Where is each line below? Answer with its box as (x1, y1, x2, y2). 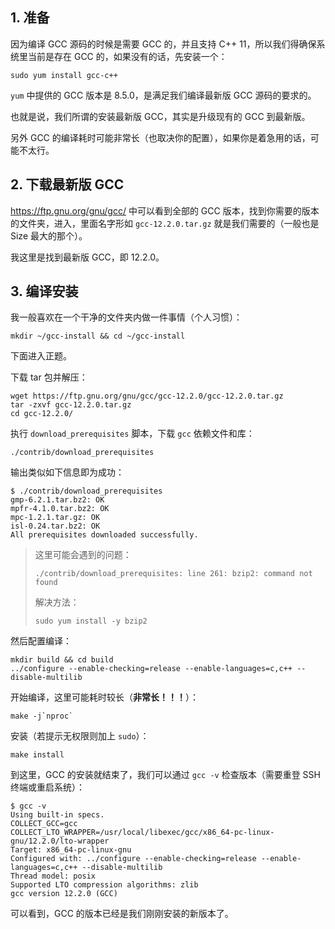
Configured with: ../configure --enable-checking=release (10, 854, 257, 864)
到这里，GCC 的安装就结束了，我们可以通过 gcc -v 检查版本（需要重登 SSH (10, 769, 321, 781)
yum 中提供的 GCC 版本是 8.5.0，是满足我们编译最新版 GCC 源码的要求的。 (10, 89, 317, 101)
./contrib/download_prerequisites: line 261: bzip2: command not (34, 569, 313, 579)
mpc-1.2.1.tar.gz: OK (10, 513, 101, 523)
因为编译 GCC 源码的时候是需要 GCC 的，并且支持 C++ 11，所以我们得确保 (10, 38, 317, 50)
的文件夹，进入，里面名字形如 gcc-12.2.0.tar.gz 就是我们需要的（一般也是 (10, 217, 320, 229)
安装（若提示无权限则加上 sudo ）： (10, 730, 150, 742)
